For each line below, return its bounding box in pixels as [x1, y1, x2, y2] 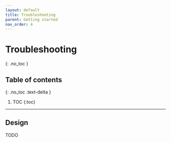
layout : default [5, 7, 40, 13]
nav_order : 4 [5, 21, 33, 27]
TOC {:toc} [12, 99, 36, 105]
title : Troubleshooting [5, 12, 56, 17]
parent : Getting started [5, 17, 58, 22]
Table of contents [5, 75, 62, 84]
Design [5, 119, 28, 127]
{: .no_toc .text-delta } [5, 89, 51, 95]
